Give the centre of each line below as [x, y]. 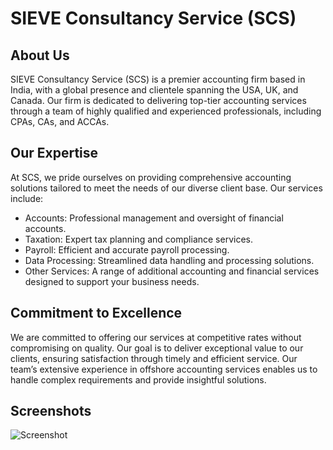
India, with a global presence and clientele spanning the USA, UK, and [154, 90]
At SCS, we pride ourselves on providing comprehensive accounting [151, 177]
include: [27, 198]
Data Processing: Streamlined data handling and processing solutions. [169, 260]
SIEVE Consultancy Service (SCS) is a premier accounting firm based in [158, 79]
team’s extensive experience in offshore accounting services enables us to [164, 369]
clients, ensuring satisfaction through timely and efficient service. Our [154, 358]
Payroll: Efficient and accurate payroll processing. [127, 249]
